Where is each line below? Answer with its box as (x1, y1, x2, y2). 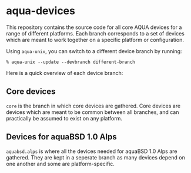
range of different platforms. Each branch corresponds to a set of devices (6, 30, 185, 37)
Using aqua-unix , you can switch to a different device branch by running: (6, 47, 182, 54)
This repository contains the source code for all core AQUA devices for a (6, 24, 182, 31)
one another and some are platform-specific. (6, 160, 115, 167)
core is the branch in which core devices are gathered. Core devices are (6, 102, 181, 109)
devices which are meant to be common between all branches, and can (6, 108, 179, 116)
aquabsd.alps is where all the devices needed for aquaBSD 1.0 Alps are (6, 148, 177, 155)
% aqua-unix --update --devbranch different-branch (6, 59, 135, 65)
